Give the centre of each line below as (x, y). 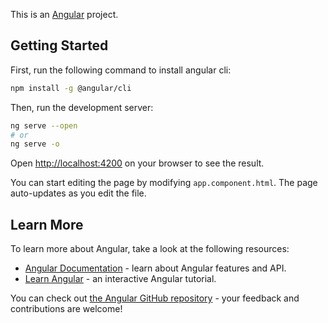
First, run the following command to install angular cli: (121, 70)
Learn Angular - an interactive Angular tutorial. (120, 279)
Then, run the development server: (82, 107)
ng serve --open (44, 125)
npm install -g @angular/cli (71, 88)
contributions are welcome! (66, 309)
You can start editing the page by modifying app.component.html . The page (164, 183)
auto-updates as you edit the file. (78, 193)
